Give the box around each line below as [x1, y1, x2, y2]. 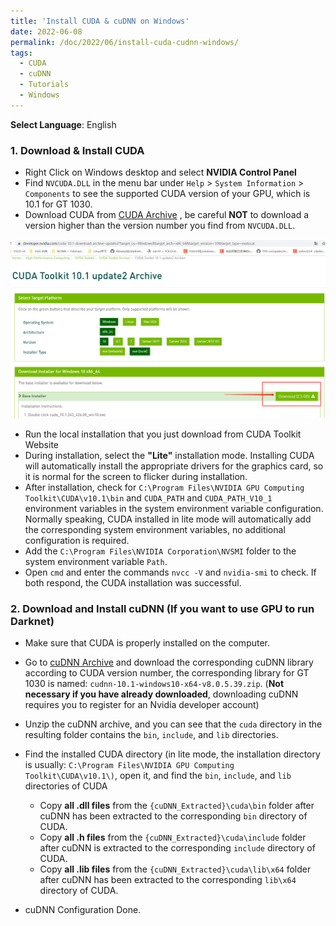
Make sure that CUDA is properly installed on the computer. [24, 637, 271, 649]
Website [24, 439, 60, 450]
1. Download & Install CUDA [10, 143, 145, 157]
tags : [10, 48, 33, 58]
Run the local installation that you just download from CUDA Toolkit [24, 428, 302, 440]
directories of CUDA [24, 780, 108, 792]
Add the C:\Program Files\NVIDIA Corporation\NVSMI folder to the [24, 545, 297, 557]
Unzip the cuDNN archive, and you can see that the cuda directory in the [24, 718, 323, 730]
